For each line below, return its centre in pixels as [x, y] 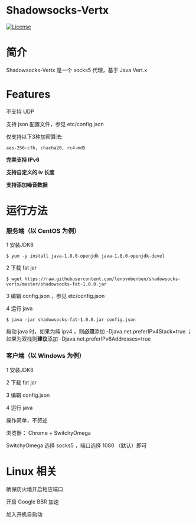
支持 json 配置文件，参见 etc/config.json [55, 124]
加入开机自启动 [24, 514]
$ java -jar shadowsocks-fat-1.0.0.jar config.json [71, 320]
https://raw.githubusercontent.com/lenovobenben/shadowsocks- [103, 279]
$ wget [14, 279]
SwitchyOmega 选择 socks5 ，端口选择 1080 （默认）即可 [76, 445]
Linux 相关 [32, 471]
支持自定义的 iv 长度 [30, 172]
